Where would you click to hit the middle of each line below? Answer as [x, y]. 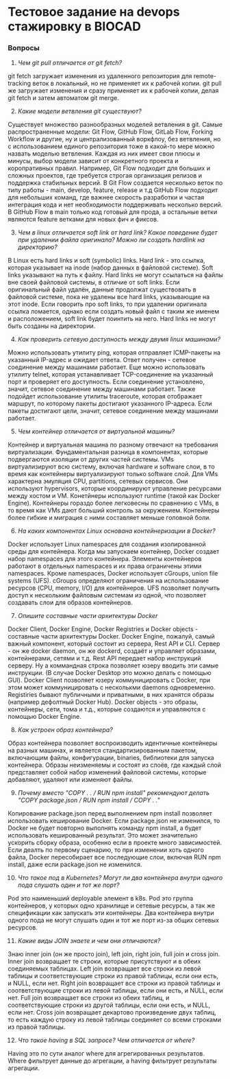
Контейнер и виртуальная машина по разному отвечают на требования [113, 445]
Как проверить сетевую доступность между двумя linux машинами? [119, 340]
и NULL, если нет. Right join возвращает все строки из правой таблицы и [114, 983]
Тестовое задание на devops [94, 12]
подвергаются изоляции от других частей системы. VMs [91, 460]
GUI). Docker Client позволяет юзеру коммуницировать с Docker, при [109, 680]
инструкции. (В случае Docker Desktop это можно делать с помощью [110, 673]
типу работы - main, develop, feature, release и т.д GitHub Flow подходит [113, 190]
